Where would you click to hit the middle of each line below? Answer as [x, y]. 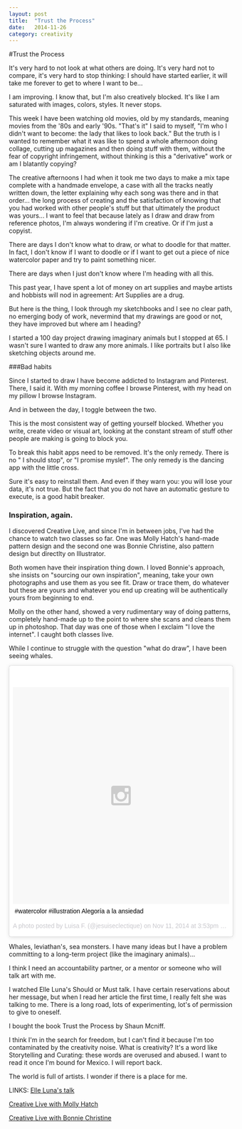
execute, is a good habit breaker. [57, 497]
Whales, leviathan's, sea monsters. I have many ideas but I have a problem [118, 946]
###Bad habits [31, 367]
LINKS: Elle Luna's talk [42, 1090]
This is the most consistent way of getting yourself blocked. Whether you [116, 424]
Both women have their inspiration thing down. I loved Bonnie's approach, [117, 567]
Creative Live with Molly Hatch [54, 1104]
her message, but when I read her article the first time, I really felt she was [118, 997]
